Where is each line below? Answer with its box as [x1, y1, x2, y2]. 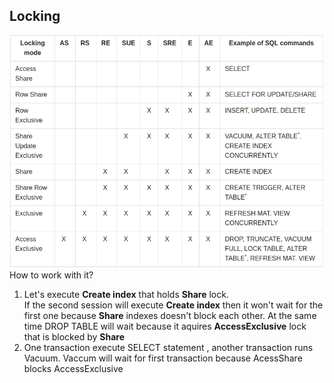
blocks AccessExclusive [23, 362, 124, 374]
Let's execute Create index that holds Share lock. [23, 288, 229, 300]
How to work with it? [9, 269, 94, 281]
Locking [9, 8, 61, 25]
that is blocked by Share [23, 330, 125, 343]
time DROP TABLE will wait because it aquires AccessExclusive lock [23, 320, 307, 332]
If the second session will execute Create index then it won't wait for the [23, 299, 324, 311]
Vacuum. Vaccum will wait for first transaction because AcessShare [23, 352, 303, 364]
